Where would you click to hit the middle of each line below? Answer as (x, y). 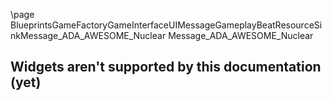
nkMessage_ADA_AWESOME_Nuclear (88, 35)
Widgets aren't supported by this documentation (166, 67)
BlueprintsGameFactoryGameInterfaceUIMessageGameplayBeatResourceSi (166, 25)
